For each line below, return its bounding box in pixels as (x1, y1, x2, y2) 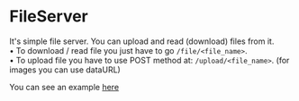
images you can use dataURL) (9, 64, 122, 75)
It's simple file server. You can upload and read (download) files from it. (9, 36, 275, 46)
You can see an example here (9, 81, 120, 92)
